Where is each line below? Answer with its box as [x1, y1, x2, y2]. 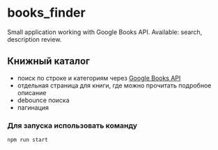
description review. [7, 35, 62, 43]
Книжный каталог [7, 56, 91, 67]
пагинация [17, 103, 49, 112]
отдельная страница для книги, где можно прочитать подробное [17, 81, 212, 90]
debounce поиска [17, 96, 70, 104]
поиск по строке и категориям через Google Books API [17, 74, 181, 82]
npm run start [7, 137, 49, 144]
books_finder [7, 5, 86, 21]
